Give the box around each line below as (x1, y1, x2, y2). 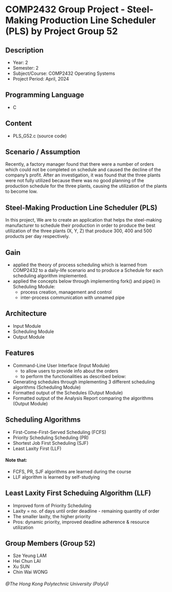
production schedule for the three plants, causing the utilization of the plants (5, 183, 167, 189)
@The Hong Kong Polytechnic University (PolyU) (5, 581, 109, 587)
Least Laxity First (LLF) (12, 445, 62, 451)
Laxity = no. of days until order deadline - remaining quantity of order (12, 508, 160, 514)
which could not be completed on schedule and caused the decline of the (5, 167, 161, 173)
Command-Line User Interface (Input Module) (12, 362, 110, 368)
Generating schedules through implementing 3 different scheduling (12, 379, 155, 385)
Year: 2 (12, 60, 28, 65)
